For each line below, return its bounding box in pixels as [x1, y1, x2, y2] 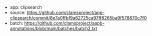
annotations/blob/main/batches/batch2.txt [9, 25, 97, 31]
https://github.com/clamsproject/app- [26, 9, 105, 15]
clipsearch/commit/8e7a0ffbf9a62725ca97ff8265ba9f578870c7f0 [9, 15, 147, 20]
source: [9, 9, 26, 15]
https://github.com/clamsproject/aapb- [24, 20, 105, 26]
